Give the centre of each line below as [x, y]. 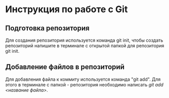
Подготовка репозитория [47, 28]
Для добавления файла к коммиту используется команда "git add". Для [83, 79]
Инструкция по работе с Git [67, 9]
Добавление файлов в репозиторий [65, 67]
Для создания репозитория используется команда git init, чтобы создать [84, 40]
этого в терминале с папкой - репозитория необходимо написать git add [84, 84]
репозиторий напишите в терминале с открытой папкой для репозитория [85, 46]
